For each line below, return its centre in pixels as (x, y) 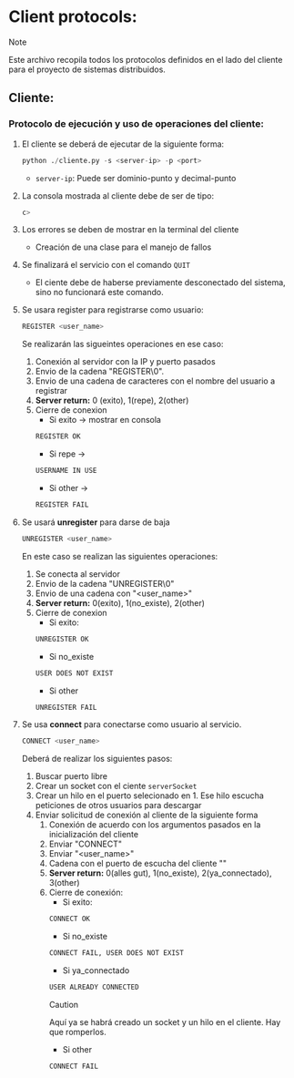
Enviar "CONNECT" (85, 844)
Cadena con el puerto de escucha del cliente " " (138, 864)
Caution (64, 1004)
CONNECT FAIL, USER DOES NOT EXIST (116, 953)
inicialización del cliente (93, 835)
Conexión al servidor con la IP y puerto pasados (125, 362)
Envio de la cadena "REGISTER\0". (100, 372)
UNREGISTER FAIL (66, 707)
